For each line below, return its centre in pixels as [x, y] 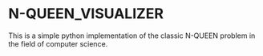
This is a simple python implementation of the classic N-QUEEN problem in [132, 35]
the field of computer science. [58, 43]
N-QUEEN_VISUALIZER [86, 14]
